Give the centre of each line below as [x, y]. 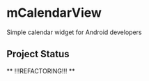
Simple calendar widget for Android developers [74, 32]
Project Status [38, 54]
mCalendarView [54, 13]
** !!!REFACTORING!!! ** [41, 71]
